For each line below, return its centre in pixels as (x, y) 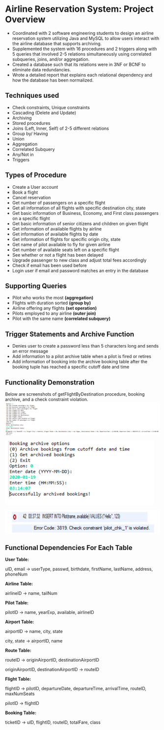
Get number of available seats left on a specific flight (66, 250)
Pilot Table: (17, 603)
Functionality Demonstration (50, 382)
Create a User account (35, 187)
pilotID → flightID (22, 703)
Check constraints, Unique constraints (51, 107)
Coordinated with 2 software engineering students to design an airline (83, 33)
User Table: (17, 559)
